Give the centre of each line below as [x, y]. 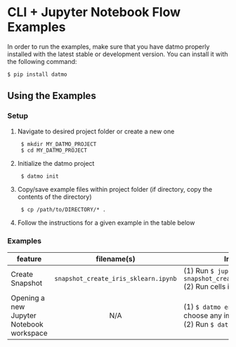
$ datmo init [40, 176]
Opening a [28, 298]
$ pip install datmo [38, 74]
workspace [29, 333]
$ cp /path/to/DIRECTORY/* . [64, 209]
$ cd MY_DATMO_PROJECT [54, 150]
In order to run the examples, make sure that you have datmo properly [109, 46]
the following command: [42, 61]
